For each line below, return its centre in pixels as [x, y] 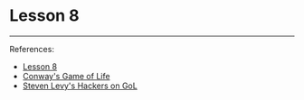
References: [32, 49]
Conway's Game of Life [66, 76]
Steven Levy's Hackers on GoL [80, 86]
